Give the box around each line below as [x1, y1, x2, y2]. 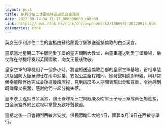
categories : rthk [5, 26, 41, 31]
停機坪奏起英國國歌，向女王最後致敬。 [18, 56, 96, 62]
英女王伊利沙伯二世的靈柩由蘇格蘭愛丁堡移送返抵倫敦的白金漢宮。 [5, 40, 139, 46]
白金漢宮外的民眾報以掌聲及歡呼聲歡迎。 [5, 102, 87, 108]
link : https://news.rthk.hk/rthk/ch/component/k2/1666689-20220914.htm [5, 21, 156, 26]
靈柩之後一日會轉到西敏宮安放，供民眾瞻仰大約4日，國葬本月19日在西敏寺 [5, 112, 156, 118]
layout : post [5, 7, 32, 12]
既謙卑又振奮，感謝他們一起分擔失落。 [5, 85, 83, 91]
